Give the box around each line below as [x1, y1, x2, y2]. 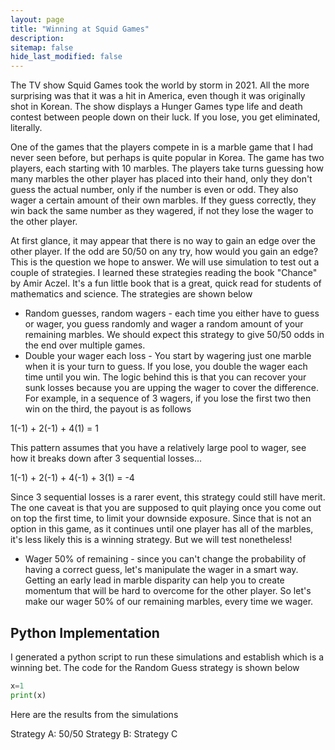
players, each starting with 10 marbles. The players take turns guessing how [10, 162, 324, 175]
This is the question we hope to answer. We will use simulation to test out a [10, 256, 320, 268]
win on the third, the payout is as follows [24, 403, 192, 415]
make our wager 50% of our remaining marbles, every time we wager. [24, 596, 314, 608]
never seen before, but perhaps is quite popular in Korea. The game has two [10, 152, 325, 164]
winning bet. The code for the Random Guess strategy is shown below [10, 661, 300, 673]
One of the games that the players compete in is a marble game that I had [10, 141, 314, 153]
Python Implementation [10, 624, 160, 641]
